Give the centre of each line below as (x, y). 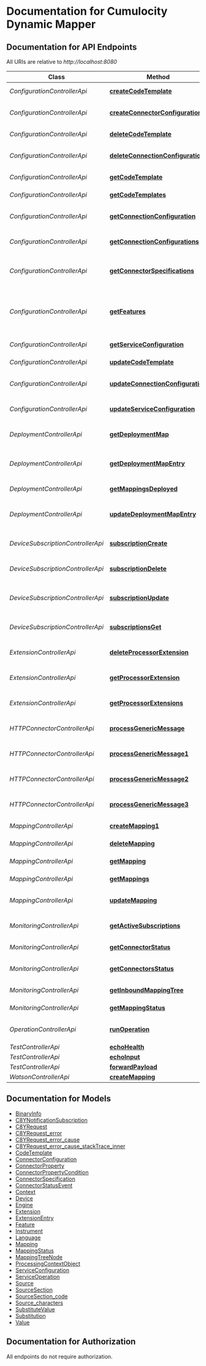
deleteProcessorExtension (149, 652)
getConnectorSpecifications (152, 271)
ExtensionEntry (34, 1218)
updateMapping (133, 900)
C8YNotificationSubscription (51, 1120)
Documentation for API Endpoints (72, 47)
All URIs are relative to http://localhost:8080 (62, 62)
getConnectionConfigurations (154, 242)
